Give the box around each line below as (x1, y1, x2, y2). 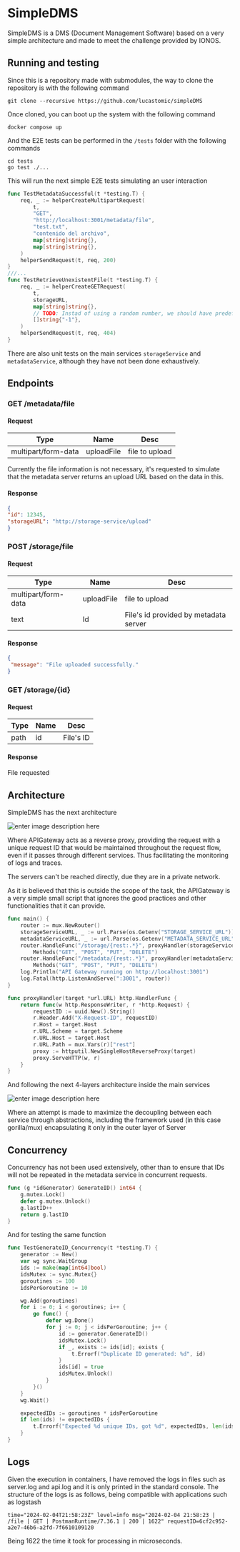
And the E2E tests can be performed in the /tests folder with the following (7, 136, 226, 144)
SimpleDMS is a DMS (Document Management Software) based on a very (7, 29, 224, 37)
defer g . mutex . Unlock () (20, 1198, 91, 1205)
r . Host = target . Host (33, 1021, 98, 1028)
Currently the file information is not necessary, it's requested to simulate (7, 465, 220, 474)
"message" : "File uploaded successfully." (10, 661, 139, 669)
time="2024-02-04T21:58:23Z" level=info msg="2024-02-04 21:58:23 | (7, 1511, 216, 1518)
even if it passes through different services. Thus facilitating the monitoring (7, 851, 229, 860)
